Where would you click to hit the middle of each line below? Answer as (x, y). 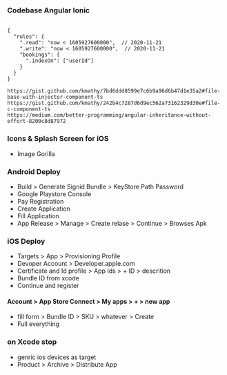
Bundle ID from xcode (48, 278)
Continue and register (48, 286)
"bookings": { (40, 55)
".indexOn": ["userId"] (60, 61)
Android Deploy (34, 171)
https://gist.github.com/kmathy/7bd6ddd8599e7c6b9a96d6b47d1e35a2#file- (114, 91)
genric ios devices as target (57, 357)
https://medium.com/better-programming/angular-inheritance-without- (109, 115)
